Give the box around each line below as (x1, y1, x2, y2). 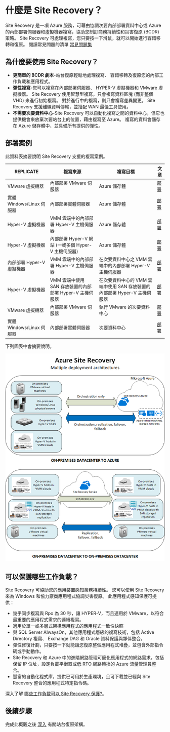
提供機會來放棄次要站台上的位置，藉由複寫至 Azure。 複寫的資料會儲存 (12, 116, 161, 122)
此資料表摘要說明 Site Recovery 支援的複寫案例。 (5, 153, 108, 159)
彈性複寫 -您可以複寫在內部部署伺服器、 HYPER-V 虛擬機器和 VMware (12, 85, 158, 91)
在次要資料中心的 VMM (99, 277, 147, 283)
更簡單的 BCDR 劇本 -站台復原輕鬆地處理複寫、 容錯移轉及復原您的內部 (12, 72, 159, 78)
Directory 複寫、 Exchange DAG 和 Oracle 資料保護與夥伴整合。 (12, 635, 145, 641)
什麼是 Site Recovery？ (5, 5, 103, 16)
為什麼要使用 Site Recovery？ (5, 58, 99, 66)
